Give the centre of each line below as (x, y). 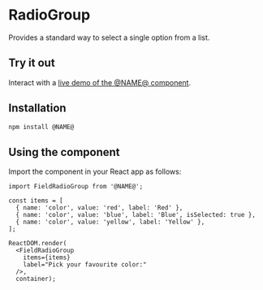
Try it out (32, 63)
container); (36, 279)
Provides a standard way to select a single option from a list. (109, 37)
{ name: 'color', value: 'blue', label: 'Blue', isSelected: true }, (136, 215)
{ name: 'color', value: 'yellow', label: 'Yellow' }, (110, 222)
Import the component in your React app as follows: (95, 171)
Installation (37, 108)
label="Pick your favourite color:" (85, 265)
